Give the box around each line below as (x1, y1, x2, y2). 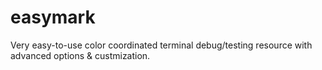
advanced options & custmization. (10, 49, 151, 61)
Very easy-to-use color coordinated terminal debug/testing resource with (10, 39, 313, 51)
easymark (10, 6, 96, 29)
